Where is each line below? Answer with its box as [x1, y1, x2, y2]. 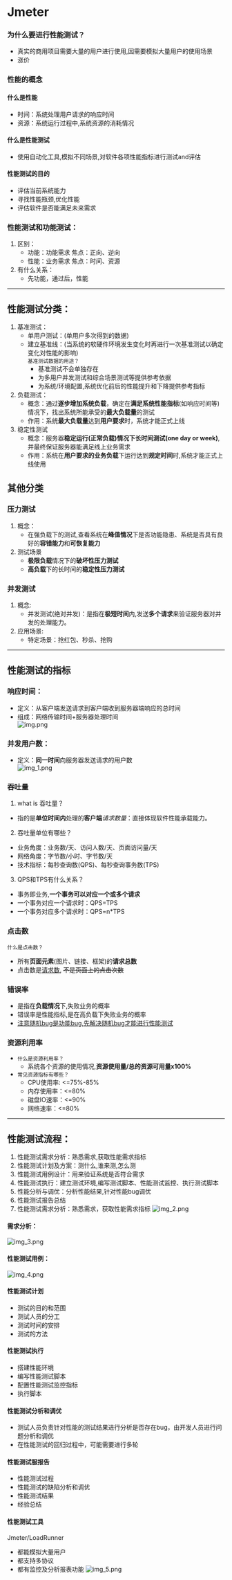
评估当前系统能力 [17, 186, 66, 195]
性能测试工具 [7, 1517, 43, 1525]
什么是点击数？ [7, 944, 43, 951]
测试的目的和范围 [17, 1303, 66, 1312]
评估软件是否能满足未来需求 [17, 204, 97, 212]
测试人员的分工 [17, 1312, 60, 1320]
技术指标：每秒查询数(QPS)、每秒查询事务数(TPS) [17, 861, 159, 869]
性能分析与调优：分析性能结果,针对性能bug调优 [17, 1187, 152, 1196]
